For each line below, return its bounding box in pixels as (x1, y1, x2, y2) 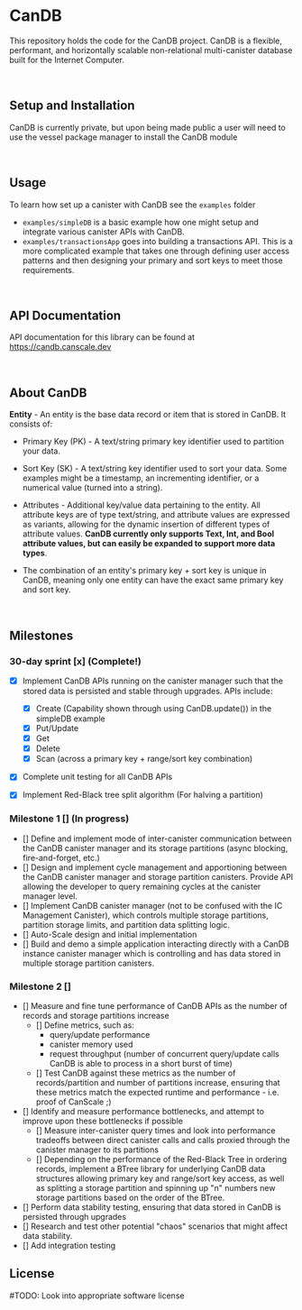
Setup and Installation (9, 98, 135, 114)
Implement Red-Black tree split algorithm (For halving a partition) (22, 790, 264, 801)
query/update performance (49, 1029, 151, 1040)
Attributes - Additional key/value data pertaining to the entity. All (22, 499, 261, 510)
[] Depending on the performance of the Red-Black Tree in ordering (35, 1153, 288, 1164)
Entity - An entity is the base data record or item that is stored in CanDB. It (9, 409, 287, 420)
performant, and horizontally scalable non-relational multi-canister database (9, 44, 293, 55)
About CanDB (9, 385, 87, 400)
